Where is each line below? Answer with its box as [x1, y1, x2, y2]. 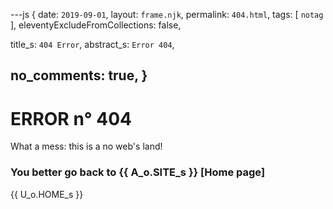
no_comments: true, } [10, 67, 148, 84]
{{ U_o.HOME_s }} [10, 188, 84, 200]
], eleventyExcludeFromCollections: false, [10, 19, 182, 31]
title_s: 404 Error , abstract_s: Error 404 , [10, 39, 175, 50]
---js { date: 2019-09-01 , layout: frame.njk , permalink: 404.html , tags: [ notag [10, 9, 324, 20]
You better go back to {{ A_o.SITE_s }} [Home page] [10, 165, 266, 179]
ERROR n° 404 [10, 107, 133, 130]
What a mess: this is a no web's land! [10, 140, 163, 153]
